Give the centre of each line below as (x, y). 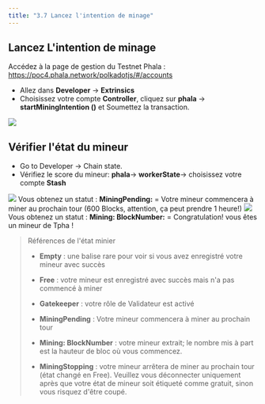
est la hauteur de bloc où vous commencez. (111, 351)
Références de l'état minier (72, 241)
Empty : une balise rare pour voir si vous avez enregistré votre (141, 256)
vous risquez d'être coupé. (83, 392)
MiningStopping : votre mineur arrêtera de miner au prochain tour (147, 367)
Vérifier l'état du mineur (68, 147)
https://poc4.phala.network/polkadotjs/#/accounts (91, 75)
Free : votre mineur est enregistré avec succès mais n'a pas (137, 280)
